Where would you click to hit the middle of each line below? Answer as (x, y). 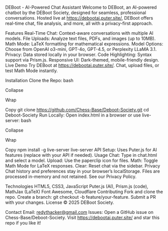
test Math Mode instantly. (31, 71)
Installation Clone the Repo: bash (39, 80)
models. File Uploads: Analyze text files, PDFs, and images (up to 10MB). (80, 38)
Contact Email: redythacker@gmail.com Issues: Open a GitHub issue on (79, 212)
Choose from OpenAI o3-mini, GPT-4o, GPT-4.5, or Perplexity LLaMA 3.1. (81, 49)
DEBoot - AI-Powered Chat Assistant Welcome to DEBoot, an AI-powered (81, 7)
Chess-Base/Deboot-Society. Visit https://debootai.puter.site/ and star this (82, 217)
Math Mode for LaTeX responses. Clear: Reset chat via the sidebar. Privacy (83, 166)
